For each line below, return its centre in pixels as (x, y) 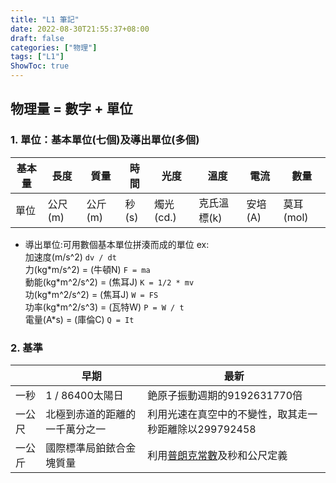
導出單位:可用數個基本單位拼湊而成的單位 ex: (117, 244)
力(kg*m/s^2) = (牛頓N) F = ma (87, 269)
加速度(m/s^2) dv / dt (70, 257)
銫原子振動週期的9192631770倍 (225, 395)
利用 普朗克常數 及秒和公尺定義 (217, 455)
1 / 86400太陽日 (84, 395)
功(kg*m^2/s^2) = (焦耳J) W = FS (91, 294)
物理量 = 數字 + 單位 (71, 109)
